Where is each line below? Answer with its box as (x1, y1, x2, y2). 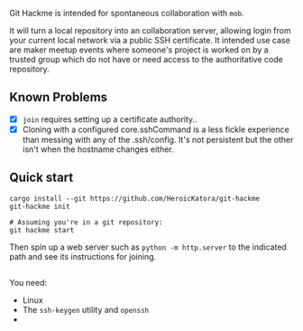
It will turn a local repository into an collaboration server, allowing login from (9, 25, 291, 35)
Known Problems (9, 90, 108, 105)
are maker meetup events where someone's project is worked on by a (9, 44, 269, 55)
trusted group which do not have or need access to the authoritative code (9, 54, 284, 64)
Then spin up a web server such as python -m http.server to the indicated (9, 241, 287, 252)
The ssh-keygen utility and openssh (22, 305, 150, 316)
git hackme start (9, 225, 75, 234)
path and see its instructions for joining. (9, 251, 157, 261)
